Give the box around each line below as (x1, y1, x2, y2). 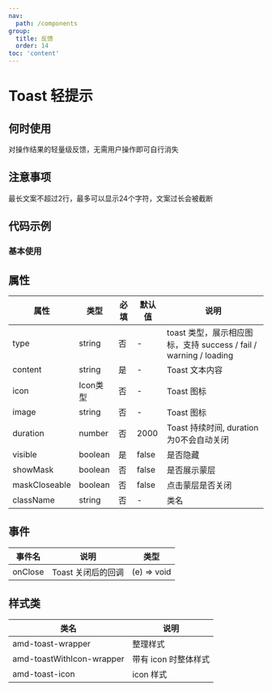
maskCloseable (12, 479, 71, 490)
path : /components (15, 19, 79, 28)
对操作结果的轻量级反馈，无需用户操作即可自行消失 (8, 145, 179, 154)
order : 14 (15, 42, 49, 50)
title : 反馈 (15, 34, 54, 43)
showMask (12, 464, 54, 475)
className (12, 494, 55, 506)
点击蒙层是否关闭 (167, 479, 232, 490)
